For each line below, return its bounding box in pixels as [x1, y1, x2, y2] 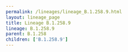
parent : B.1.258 [5, 31, 46, 37]
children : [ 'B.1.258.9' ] [5, 36, 68, 42]
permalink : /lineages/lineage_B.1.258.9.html [5, 8, 122, 15]
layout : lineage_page [5, 14, 60, 20]
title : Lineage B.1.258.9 [5, 20, 71, 26]
